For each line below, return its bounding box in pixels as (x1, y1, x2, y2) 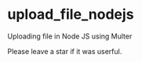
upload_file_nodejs (7, 5, 134, 24)
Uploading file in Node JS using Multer (7, 31, 133, 41)
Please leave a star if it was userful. (7, 46, 122, 56)
